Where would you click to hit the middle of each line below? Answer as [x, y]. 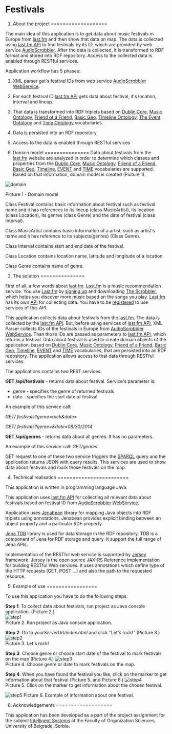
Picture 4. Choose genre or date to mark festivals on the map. [70, 664]
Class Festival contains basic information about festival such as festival [80, 204]
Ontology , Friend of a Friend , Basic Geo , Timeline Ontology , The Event [87, 117]
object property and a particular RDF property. [54, 523]
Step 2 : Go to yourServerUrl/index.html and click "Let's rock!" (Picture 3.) [83, 632]
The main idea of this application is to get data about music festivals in [80, 33]
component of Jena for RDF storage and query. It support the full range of [83, 539]
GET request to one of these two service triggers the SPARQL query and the [85, 456]
